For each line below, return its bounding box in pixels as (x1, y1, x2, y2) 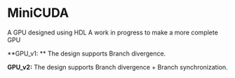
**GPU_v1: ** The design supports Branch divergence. (7, 49, 166, 58)
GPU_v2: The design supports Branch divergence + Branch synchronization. (7, 63, 228, 71)
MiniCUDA (7, 5, 69, 21)
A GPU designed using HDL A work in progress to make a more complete (7, 28, 219, 37)
